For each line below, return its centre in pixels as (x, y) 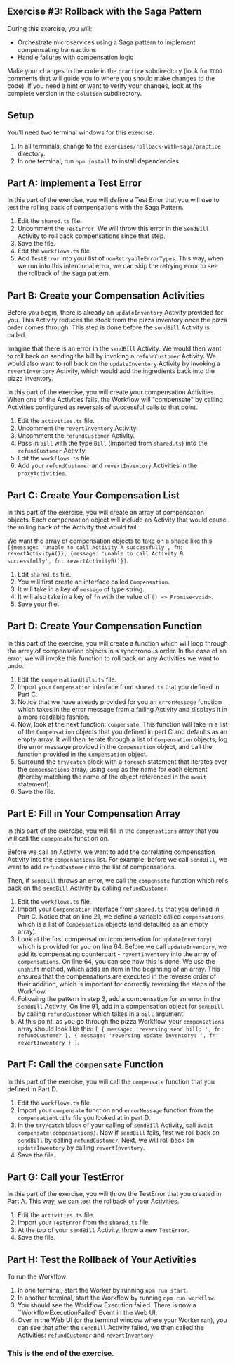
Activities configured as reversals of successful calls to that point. (102, 407)
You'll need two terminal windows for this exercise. (81, 132)
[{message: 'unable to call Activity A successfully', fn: (95, 548)
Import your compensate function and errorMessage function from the (115, 1110)
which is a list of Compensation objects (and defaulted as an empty (113, 924)
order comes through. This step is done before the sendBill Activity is (109, 327)
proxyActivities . (42, 473)
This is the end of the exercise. (61, 1353)
